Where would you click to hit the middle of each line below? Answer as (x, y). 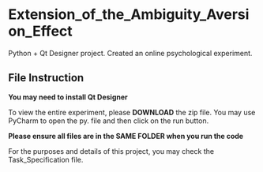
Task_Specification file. (46, 159)
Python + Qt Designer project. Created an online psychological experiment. (130, 53)
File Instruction (46, 78)
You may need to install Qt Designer (68, 97)
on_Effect (40, 31)
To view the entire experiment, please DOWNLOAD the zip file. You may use (132, 112)
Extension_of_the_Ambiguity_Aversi (129, 15)
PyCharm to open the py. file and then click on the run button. (109, 121)
